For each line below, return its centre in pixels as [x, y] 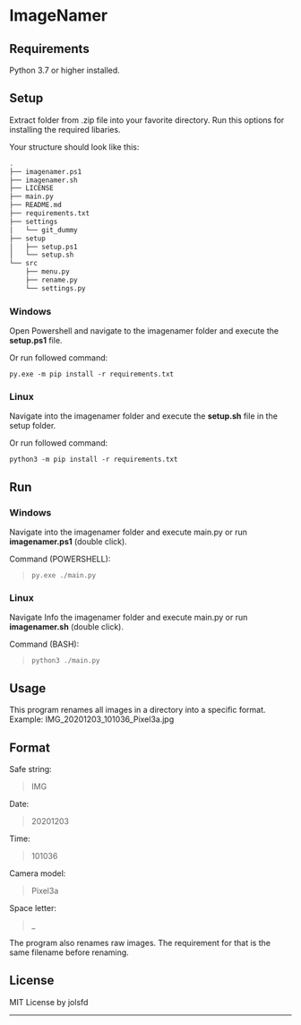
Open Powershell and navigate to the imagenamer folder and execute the [144, 331]
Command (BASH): [44, 644]
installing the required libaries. [65, 129]
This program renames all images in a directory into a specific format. [138, 710]
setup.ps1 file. [36, 341]
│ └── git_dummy [43, 230]
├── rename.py [52, 280]
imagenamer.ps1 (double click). [68, 542]
